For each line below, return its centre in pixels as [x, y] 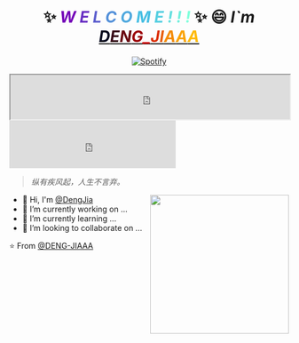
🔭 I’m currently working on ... [75, 209]
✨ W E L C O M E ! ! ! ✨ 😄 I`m [149, 17]
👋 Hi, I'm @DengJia [57, 199]
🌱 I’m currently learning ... [69, 218]
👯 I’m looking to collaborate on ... [82, 227]
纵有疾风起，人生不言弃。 [78, 181]
